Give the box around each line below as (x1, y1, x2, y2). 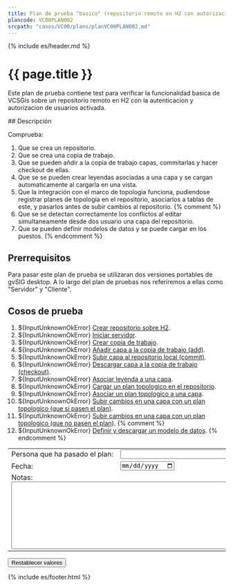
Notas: (11, 473, 33, 483)
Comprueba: (8, 131, 44, 139)
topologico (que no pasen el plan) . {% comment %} (17, 419, 165, 427)
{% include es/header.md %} (8, 42, 91, 50)
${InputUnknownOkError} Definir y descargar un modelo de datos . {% (17, 426, 218, 434)
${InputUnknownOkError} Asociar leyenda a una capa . (17, 375, 174, 383)
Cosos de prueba (8, 305, 84, 317)
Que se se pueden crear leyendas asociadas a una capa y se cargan (17, 174, 213, 182)
